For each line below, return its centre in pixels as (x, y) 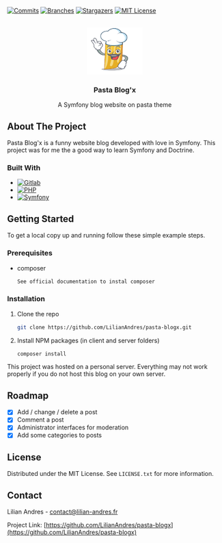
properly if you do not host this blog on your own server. (86, 374)
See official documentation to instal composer (86, 281)
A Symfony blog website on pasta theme (115, 105)
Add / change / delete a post (57, 412)
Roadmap (28, 395)
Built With (24, 168)
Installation (26, 299)
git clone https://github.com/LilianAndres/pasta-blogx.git (104, 327)
